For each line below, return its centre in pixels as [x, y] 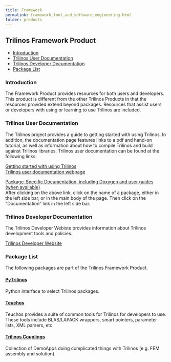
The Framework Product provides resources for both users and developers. [85, 93]
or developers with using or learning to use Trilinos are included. [73, 110]
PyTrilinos [16, 279]
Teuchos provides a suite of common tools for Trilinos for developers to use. [86, 314]
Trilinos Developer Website [34, 243]
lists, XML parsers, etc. [29, 325]
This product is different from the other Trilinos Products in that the [76, 99]
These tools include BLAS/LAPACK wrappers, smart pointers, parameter [81, 319]
